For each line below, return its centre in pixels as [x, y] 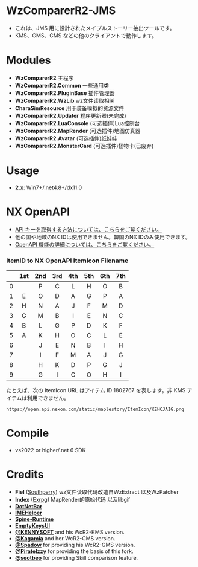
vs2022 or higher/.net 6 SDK [50, 450]
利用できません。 [48, 398]
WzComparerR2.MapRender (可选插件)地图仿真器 [78, 131]
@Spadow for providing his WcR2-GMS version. [75, 545]
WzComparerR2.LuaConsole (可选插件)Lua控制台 [77, 123]
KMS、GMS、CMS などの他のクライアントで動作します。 [86, 35]
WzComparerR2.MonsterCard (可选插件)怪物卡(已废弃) [84, 146]
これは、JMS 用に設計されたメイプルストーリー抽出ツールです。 [95, 28]
